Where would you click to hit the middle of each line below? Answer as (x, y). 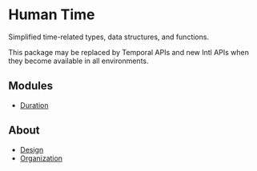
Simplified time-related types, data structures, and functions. (109, 37)
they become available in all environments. (78, 61)
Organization (41, 158)
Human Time (52, 15)
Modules (31, 86)
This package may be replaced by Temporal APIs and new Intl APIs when (129, 52)
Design (32, 149)
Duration (34, 105)
